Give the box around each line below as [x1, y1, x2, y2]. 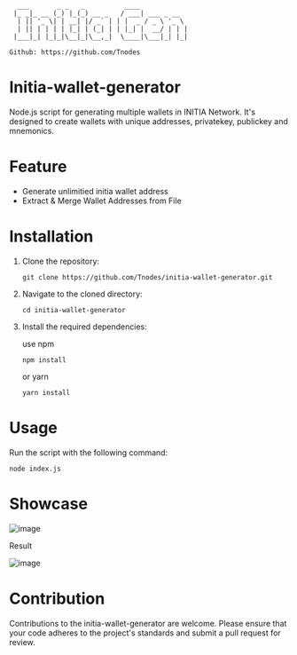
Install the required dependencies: [21, 321, 148, 332]
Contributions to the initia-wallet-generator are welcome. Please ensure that [9, 618, 287, 628]
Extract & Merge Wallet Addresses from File [21, 195, 182, 206]
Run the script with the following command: [9, 446, 168, 458]
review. [9, 636, 35, 647]
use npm [21, 338, 55, 349]
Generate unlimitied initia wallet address [21, 185, 168, 196]
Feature [9, 157, 67, 177]
